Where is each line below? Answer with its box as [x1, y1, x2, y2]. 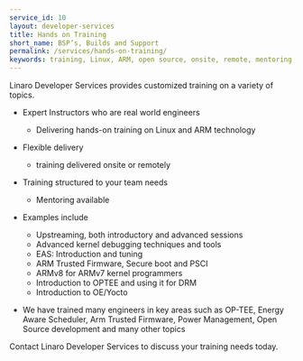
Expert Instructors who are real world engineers [22, 107, 200, 117]
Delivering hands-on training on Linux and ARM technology [35, 125, 256, 135]
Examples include [22, 212, 88, 222]
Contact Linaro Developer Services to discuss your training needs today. [9, 341, 279, 352]
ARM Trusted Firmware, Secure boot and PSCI [35, 258, 209, 269]
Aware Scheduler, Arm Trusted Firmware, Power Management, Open [22, 314, 278, 325]
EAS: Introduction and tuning [35, 249, 143, 259]
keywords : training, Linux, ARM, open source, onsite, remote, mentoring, [9, 55, 297, 64]
